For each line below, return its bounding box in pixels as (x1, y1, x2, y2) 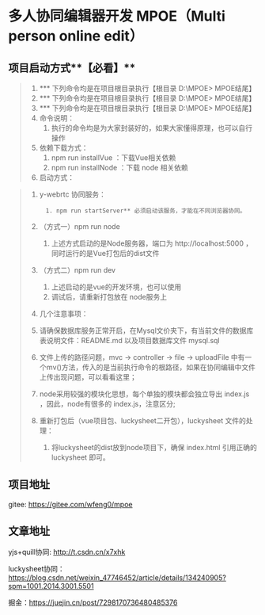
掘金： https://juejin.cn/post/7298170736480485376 (8, 598, 178, 607)
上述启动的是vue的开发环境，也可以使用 (51, 282, 182, 292)
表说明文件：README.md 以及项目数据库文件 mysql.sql (39, 336, 220, 345)
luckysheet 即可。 (51, 453, 111, 462)
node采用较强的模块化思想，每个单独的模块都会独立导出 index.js (39, 389, 250, 399)
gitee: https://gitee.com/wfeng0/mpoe (8, 499, 133, 509)
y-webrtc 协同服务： (39, 189, 107, 199)
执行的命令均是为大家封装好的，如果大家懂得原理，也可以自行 (51, 124, 253, 132)
